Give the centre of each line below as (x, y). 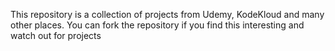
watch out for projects (56, 35)
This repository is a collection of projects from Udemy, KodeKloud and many (167, 14)
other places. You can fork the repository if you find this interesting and (157, 25)
